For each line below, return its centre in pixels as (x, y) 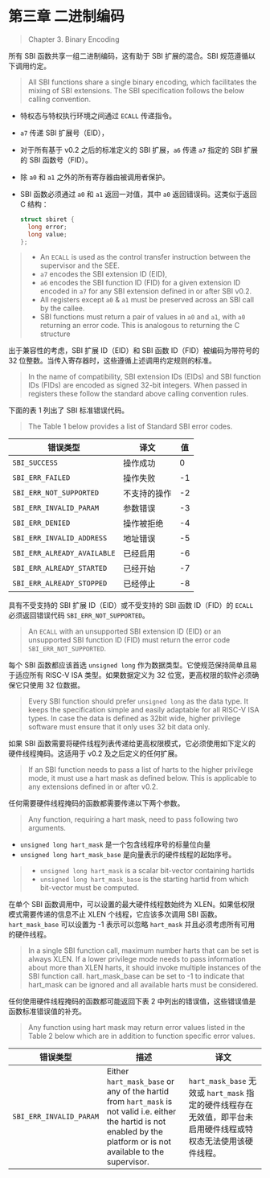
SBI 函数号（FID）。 (61, 160)
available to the (135, 1152)
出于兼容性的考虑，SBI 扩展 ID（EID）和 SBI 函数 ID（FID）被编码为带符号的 (134, 351)
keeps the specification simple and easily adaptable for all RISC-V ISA (143, 710)
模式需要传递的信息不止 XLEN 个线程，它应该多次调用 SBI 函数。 (115, 914)
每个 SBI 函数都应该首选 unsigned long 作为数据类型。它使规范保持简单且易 (133, 665)
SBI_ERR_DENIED (41, 523)
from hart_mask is (139, 1102)
